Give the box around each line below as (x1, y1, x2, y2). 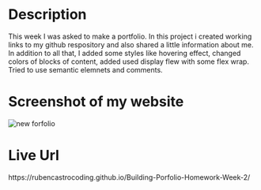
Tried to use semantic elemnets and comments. (8, 65, 164, 74)
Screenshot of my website (8, 93, 184, 111)
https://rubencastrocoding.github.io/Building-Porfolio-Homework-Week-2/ (8, 172, 251, 182)
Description (8, 6, 87, 24)
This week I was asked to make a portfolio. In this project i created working (8, 32, 252, 41)
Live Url (8, 147, 59, 165)
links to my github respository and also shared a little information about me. (8, 39, 254, 49)
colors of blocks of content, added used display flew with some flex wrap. (8, 57, 249, 66)
